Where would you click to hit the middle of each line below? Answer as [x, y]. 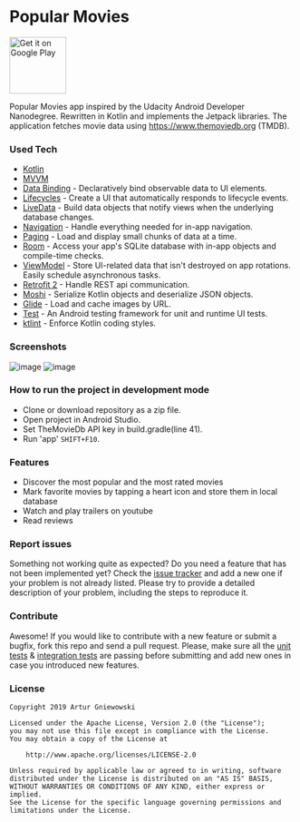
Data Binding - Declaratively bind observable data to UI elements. [145, 189]
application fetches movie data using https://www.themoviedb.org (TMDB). [150, 125]
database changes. [58, 217]
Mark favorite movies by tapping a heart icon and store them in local [150, 492]
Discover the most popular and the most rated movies [123, 482]
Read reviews [48, 521]
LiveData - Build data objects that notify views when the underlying [148, 208]
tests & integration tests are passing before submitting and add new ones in [150, 655]
